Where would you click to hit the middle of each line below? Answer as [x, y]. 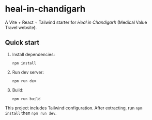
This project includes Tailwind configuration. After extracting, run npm [74, 108]
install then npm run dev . [31, 113]
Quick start [22, 43]
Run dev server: [28, 72]
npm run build [26, 99]
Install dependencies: [33, 54]
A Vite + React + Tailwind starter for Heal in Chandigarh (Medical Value [76, 22]
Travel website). [21, 27]
